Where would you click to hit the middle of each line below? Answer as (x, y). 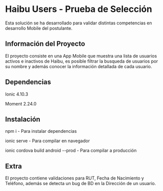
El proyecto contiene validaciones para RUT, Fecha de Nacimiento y (75, 178)
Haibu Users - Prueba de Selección (79, 9)
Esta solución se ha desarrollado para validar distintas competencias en (79, 23)
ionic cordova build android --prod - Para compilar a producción (71, 151)
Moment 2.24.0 (21, 103)
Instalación (23, 119)
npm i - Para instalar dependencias (41, 131)
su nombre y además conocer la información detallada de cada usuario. (79, 66)
